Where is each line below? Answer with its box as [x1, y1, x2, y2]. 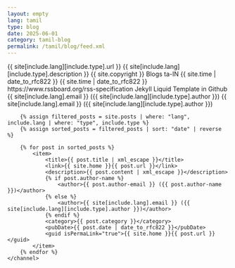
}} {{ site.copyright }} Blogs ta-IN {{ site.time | [83, 70, 216, 78]
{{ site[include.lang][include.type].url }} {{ [7, 63, 129, 70]
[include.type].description [7, 70, 82, 78]
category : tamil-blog [7, 37, 71, 44]
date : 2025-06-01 [7, 30, 58, 37]
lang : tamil [7, 17, 42, 24]
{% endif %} [44, 212, 80, 219]
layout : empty [7, 10, 49, 18]
